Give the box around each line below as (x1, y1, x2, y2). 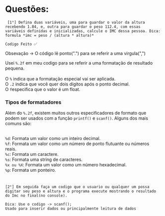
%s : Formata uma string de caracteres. (5, 156, 83, 162)
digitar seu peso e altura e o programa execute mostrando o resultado (5, 189, 156, 194)
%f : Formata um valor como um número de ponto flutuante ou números (5, 141, 150, 147)
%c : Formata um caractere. (5, 151, 58, 157)
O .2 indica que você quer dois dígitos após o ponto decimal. (5, 81, 130, 87)
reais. (5, 146, 17, 152)
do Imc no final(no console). (5, 193, 68, 198)
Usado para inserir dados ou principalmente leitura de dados (5, 206, 136, 212)
